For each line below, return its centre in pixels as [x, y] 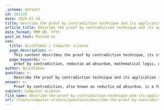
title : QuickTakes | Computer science [49, 46]
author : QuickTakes [25, 69]
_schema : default [23, 9]
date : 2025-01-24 [23, 18]
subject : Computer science [32, 91]
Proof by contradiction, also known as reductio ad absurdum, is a [84, 86]
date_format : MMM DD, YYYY [32, 32]
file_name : [16, 95]
